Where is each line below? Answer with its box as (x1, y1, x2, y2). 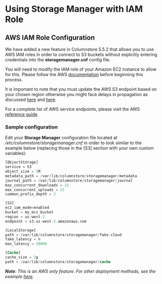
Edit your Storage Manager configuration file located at (5, 135, 118, 141)
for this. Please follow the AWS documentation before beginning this (5, 72, 143, 77)
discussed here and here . (5, 97, 57, 103)
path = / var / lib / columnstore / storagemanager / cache (5, 259, 111, 264)
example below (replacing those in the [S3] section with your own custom (5, 145, 154, 151)
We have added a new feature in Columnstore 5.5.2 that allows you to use (5, 47, 154, 52)
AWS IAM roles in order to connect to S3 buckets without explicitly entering (5, 52, 158, 57)
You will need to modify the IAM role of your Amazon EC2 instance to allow (5, 66, 157, 72)
